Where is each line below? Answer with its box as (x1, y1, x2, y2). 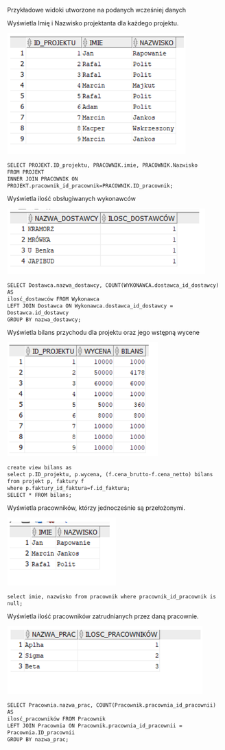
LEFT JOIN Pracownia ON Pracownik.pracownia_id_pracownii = (7, 723, 183, 729)
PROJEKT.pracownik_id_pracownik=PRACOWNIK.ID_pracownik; (7, 183, 174, 189)
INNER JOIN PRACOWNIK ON (7, 176, 78, 183)
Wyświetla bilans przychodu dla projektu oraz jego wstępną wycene (7, 329, 200, 336)
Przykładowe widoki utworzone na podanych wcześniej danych (7, 6, 187, 14)
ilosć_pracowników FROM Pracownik (7, 716, 106, 723)
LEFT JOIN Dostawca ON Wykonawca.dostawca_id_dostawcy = (7, 303, 174, 309)
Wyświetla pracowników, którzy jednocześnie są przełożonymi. (7, 504, 186, 512)
